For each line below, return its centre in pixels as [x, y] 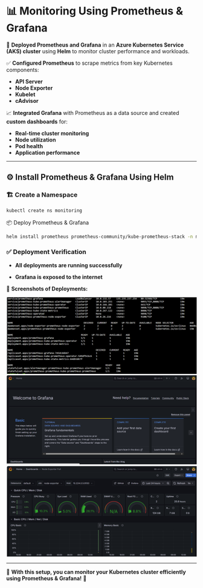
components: [23, 70]
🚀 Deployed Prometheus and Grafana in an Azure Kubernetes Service [95, 45]
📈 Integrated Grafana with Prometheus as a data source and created [93, 113]
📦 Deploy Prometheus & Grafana [48, 222]
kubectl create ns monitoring [44, 211]
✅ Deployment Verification [46, 252]
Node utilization [35, 140]
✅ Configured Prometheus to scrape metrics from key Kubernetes [90, 63]
